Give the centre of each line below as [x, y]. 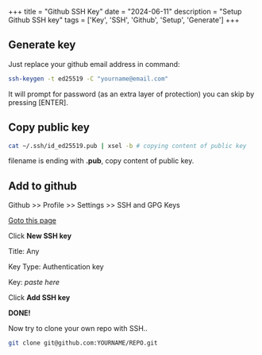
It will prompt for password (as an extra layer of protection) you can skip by [131, 94]
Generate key [42, 45]
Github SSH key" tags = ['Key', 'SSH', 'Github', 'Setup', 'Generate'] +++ [124, 20]
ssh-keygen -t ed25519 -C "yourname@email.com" [89, 79]
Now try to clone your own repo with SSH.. [78, 329]
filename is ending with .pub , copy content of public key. [101, 161]
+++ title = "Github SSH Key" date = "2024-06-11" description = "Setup [125, 12]
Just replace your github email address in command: [94, 64]
